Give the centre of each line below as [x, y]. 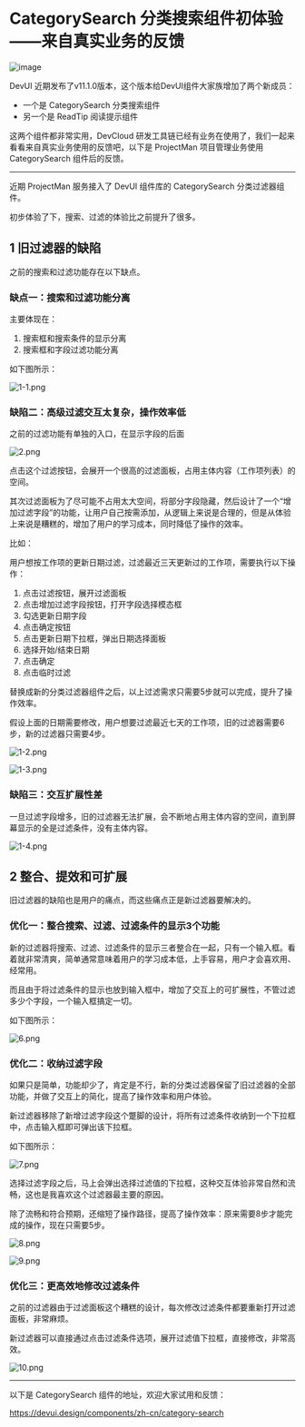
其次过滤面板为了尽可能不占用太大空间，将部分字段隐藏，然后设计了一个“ [147, 501]
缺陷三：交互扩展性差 [56, 795]
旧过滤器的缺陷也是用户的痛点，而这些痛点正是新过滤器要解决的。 [133, 900]
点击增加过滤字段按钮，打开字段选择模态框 [102, 605]
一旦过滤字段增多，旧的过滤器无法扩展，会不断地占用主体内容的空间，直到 [148, 816]
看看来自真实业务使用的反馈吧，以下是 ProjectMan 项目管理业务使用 [137, 147]
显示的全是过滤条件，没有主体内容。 [84, 828]
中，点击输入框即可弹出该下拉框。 [73, 1127]
